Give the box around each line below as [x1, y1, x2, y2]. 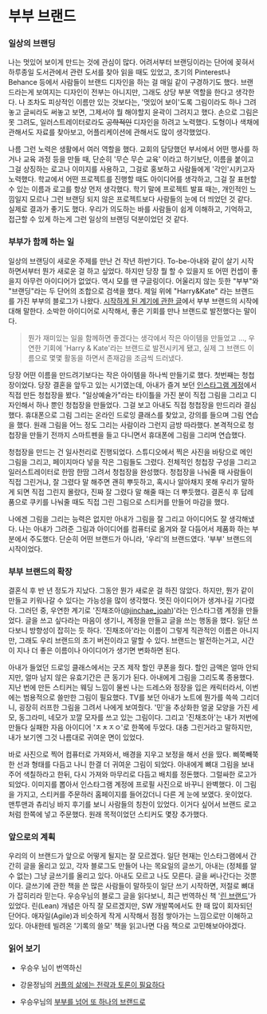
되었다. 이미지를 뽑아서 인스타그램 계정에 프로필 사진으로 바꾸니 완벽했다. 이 [8, 780, 242, 789]
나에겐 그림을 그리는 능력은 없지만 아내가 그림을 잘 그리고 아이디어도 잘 [8, 513, 227, 524]
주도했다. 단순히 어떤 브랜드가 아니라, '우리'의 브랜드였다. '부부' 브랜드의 [29, 533, 253, 544]
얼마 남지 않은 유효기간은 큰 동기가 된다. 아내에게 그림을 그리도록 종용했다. [25, 673, 255, 682]
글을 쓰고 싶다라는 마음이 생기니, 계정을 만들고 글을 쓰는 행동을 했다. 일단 [25, 616, 250, 625]
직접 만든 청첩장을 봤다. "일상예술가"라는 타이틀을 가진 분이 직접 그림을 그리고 [8, 389, 249, 400]
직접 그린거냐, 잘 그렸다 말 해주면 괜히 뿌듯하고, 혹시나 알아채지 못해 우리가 [8, 477, 240, 486]
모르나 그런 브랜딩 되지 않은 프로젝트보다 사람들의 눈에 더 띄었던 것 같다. [29, 194, 253, 204]
